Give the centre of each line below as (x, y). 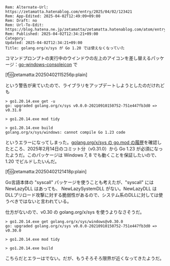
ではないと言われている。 (45, 201)
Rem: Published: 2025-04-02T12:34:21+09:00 (52, 34)
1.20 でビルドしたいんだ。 (32, 161)
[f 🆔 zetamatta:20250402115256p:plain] (46, 74)
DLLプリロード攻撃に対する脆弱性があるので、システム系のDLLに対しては (82, 195)
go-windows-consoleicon (45, 64)
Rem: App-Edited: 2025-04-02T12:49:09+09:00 (53, 16)
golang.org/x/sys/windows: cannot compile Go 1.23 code (65, 132)
